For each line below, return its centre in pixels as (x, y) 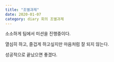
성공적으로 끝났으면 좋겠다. (31, 55)
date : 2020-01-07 (23, 14)
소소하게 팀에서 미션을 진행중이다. (38, 34)
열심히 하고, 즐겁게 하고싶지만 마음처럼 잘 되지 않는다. (57, 44)
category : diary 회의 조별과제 (34, 19)
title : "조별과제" (22, 10)
